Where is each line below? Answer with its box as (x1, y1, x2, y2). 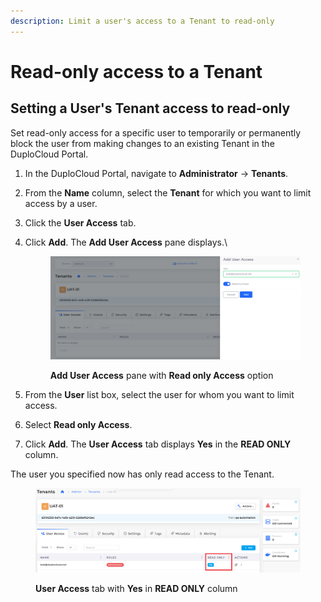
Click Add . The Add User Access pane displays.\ (24, 236, 228, 248)
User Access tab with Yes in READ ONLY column (35, 582, 238, 594)
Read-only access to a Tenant (10, 60, 263, 83)
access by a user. (24, 197, 98, 209)
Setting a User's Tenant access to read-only (10, 100, 291, 117)
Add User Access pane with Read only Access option (49, 370, 274, 382)
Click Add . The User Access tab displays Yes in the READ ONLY (24, 438, 292, 450)
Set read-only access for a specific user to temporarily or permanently (10, 126, 302, 139)
